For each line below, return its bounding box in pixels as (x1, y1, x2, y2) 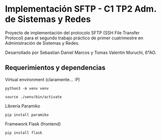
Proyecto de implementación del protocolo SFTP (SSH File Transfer (5, 30, 140, 35)
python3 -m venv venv (5, 86, 49, 91)
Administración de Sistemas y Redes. (5, 40, 80, 46)
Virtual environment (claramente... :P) (5, 76, 80, 82)
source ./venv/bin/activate (5, 94, 62, 99)
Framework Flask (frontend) (5, 121, 61, 127)
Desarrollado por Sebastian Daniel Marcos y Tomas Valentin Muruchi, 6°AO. (5, 50, 157, 55)
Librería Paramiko (5, 103, 40, 109)
